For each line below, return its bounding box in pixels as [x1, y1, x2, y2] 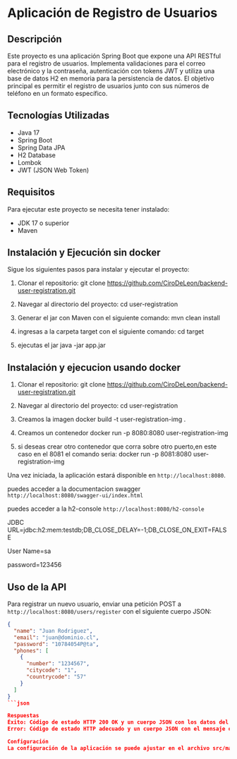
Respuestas [7, 712, 39, 719]
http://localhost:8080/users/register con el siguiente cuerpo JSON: [7, 607, 212, 616]
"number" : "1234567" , [25, 660, 90, 667]
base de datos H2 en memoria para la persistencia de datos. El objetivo [7, 74, 214, 83]
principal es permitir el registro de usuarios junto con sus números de [7, 82, 209, 90]
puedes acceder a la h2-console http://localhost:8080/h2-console [7, 504, 205, 513]
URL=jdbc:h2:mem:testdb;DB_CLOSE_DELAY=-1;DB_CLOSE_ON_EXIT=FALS [7, 526, 227, 534]
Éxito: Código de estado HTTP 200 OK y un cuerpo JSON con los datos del [7, 719, 229, 726]
